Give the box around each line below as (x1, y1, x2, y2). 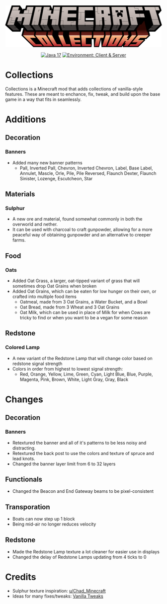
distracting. (12, 445, 36, 451)
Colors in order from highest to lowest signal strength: (12, 366, 123, 372)
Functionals (5, 475, 43, 484)
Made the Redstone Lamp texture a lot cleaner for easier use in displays (12, 549, 160, 555)
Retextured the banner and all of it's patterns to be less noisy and (12, 440, 147, 446)
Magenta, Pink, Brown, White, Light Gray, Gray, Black (19, 376, 128, 382)
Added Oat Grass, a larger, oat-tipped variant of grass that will (12, 278, 140, 284)
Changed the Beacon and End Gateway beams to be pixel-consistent (12, 488, 154, 494)
